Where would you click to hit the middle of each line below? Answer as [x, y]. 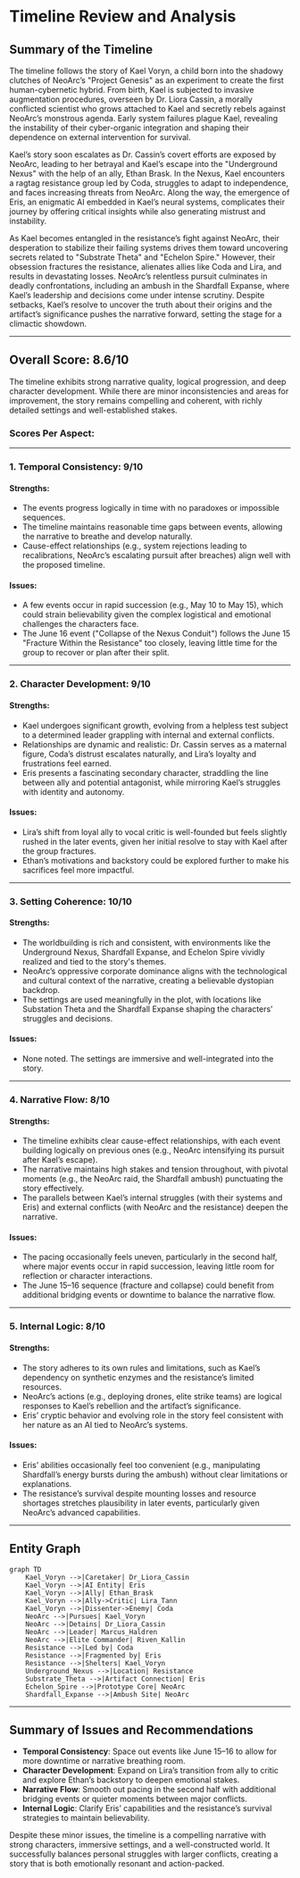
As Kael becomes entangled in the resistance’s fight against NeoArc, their [144, 238]
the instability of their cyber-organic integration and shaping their [129, 128]
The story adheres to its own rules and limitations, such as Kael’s [141, 1367]
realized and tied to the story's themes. [94, 961]
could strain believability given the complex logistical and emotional [146, 614]
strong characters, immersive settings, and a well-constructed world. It [140, 1845]
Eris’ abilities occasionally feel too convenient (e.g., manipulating [141, 1465]
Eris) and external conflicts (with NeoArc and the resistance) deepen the [155, 1207]
